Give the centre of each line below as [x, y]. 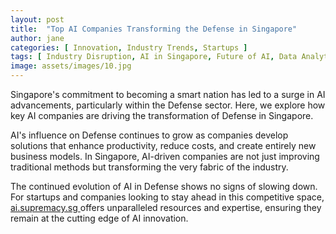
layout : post [37, 19]
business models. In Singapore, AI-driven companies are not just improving [165, 156]
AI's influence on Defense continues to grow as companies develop [149, 135]
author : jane [37, 38]
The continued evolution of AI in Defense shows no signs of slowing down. [164, 186]
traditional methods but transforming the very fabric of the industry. [149, 167]
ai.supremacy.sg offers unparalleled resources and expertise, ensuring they [166, 207]
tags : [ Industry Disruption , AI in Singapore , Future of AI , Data [154, 57]
